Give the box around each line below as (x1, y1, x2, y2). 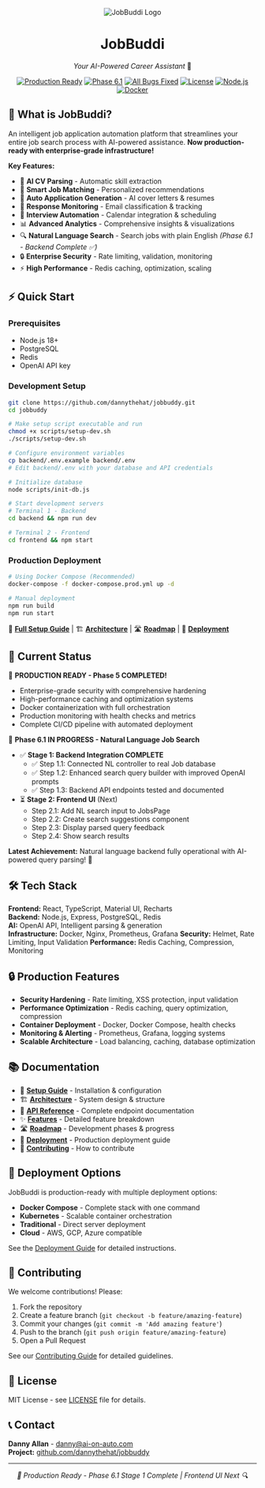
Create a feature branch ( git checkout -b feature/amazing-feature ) (19, 1311, 243, 1320)
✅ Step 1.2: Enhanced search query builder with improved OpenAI (31, 768, 246, 778)
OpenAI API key (19, 361, 71, 371)
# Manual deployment (8, 594, 77, 602)
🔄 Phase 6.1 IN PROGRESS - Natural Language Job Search (8, 735, 200, 745)
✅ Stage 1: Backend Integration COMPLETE (19, 750, 164, 760)
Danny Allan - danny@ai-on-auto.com (8, 1439, 134, 1448)
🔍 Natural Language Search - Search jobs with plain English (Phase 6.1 (19, 230, 253, 240)
